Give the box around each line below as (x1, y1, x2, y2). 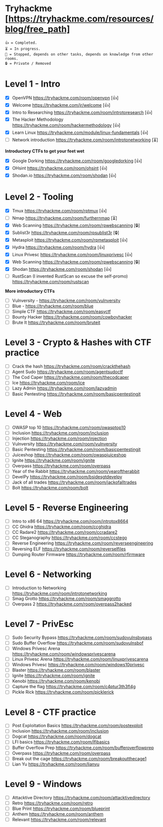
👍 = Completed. (5, 40, 37, 45)
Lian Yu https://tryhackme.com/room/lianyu (12, 761, 100, 767)
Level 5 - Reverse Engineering (5, 502, 129, 513)
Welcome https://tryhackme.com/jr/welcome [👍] (12, 102, 110, 108)
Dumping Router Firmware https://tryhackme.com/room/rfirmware (12, 551, 145, 557)
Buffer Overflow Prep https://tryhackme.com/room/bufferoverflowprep (12, 745, 154, 751)
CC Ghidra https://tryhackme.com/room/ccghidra (12, 524, 111, 530)
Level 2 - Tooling (5, 191, 74, 203)
